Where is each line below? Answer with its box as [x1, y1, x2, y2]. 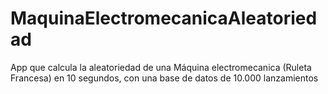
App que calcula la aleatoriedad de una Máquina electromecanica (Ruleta [10, 61, 312, 73]
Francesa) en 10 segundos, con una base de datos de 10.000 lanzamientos [10, 72, 319, 84]
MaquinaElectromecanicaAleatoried [10, 7, 318, 30]
